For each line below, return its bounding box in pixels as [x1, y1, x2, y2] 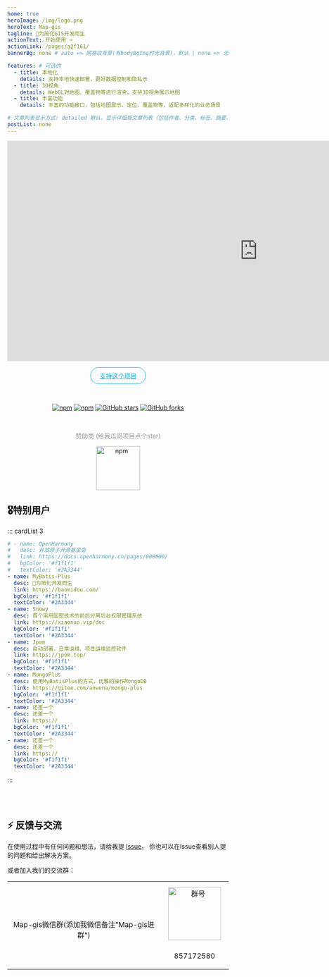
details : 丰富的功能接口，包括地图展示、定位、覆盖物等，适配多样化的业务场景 [20, 102, 221, 109]
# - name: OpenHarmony [7, 540, 74, 547]
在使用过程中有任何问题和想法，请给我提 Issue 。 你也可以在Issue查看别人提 [7, 842, 226, 850]
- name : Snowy [7, 606, 49, 613]
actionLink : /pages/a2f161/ [7, 43, 90, 50]
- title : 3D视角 [13, 82, 59, 89]
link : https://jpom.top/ [13, 651, 86, 659]
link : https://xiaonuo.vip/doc [13, 619, 105, 626]
